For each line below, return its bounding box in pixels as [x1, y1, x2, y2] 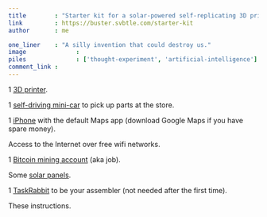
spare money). [8, 124, 56, 134]
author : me [8, 26, 69, 34]
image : [8, 48, 80, 56]
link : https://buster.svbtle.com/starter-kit [8, 19, 194, 27]
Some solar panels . [8, 170, 72, 180]
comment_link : [8, 63, 59, 72]
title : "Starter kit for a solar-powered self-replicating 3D [8, 11, 247, 20]
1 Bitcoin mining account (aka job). [8, 154, 121, 164]
